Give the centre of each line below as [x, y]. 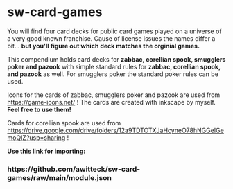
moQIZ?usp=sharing [36, 137]
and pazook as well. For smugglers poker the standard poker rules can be [113, 74]
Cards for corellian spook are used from [64, 123]
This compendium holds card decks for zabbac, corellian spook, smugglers [116, 59]
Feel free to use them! [39, 109]
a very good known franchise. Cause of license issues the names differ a [111, 38]
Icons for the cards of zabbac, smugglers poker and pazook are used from [114, 95]
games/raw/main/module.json [60, 177]
